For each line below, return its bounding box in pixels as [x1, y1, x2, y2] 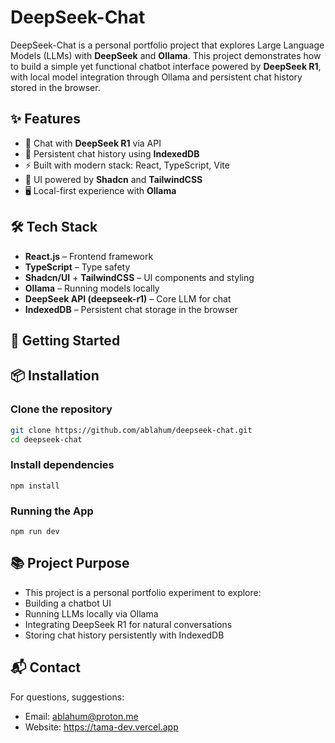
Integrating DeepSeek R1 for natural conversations [24, 618, 233, 630]
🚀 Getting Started [10, 332, 121, 349]
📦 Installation [10, 367, 100, 385]
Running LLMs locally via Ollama [24, 607, 159, 620]
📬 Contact [10, 659, 81, 676]
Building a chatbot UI [24, 597, 112, 609]
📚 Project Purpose [10, 555, 130, 572]
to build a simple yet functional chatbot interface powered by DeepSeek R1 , [10, 60, 322, 72]
